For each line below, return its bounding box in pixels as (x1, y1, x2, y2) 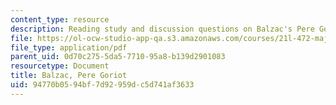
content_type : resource (10, 14, 110, 25)
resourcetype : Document (10, 61, 110, 71)
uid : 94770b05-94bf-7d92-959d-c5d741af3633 (10, 80, 195, 90)
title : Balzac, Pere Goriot (10, 71, 128, 81)
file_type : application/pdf (10, 42, 128, 53)
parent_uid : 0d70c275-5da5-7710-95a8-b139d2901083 (10, 52, 226, 62)
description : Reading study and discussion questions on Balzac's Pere (10, 24, 315, 34)
